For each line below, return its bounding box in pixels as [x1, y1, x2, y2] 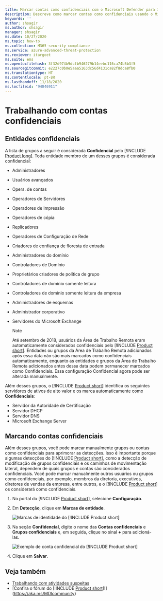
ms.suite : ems [5, 57, 34, 62]
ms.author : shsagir [5, 25, 45, 30]
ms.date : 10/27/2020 [5, 35, 47, 39]
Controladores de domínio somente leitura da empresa [12, 290, 121, 296]
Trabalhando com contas [5, 105, 108, 116]
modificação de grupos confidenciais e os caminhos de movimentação [5, 460, 147, 466]
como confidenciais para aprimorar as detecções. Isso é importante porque [5, 450, 156, 456]
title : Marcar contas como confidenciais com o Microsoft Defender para [5, 7, 155, 12]
